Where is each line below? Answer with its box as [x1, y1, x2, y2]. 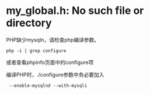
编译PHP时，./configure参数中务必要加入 [6, 71, 104, 78]
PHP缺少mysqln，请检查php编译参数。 [6, 36, 100, 43]
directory [6, 16, 52, 30]
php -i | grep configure [6, 48, 67, 53]
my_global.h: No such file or [6, 4, 144, 17]
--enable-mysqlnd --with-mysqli [8, 82, 88, 88]
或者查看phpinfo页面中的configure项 [6, 59, 94, 66]
